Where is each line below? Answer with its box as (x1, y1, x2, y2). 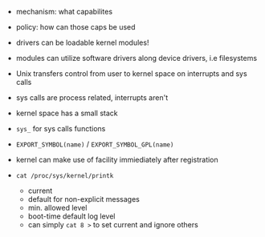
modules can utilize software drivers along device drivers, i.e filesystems (15, 54, 258, 62)
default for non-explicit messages (27, 195, 141, 203)
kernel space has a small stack (15, 108, 118, 118)
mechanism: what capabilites (15, 7, 113, 16)
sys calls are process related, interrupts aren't (15, 93, 169, 102)
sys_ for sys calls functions (15, 124, 106, 133)
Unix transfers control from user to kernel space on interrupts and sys (15, 69, 247, 78)
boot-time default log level (27, 211, 116, 221)
